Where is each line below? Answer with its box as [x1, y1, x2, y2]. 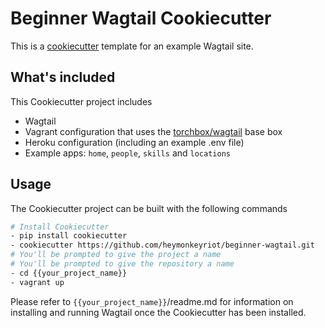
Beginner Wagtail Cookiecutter [10, 7, 272, 30]
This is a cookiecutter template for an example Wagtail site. [10, 40, 254, 52]
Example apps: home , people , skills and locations [24, 147, 231, 159]
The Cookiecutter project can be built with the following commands [10, 202, 288, 214]
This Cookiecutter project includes [10, 95, 153, 107]
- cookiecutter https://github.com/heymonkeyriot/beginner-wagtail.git [10, 240, 315, 251]
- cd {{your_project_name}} [10, 268, 128, 278]
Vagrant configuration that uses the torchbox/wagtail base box [24, 125, 283, 137]
